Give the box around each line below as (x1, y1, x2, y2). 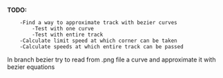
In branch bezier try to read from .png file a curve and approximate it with (7, 55, 216, 64)
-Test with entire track (32, 31, 104, 38)
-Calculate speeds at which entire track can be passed (19, 43, 184, 50)
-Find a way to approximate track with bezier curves (19, 19, 177, 26)
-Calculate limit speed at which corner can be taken (19, 37, 177, 44)
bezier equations (7, 63, 55, 71)
